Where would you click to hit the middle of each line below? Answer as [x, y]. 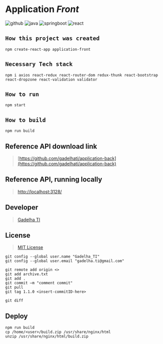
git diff [14, 301]
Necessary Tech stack [39, 64]
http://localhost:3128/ [40, 192]
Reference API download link [51, 146]
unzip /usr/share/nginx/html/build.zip [47, 336]
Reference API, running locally [54, 180]
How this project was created [52, 38]
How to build [26, 120]
